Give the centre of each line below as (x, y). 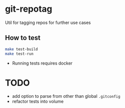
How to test (23, 38)
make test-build (21, 49)
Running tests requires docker (42, 63)
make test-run (19, 54)
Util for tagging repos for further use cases (48, 22)
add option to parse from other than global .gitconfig (66, 96)
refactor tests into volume (38, 102)
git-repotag (29, 9)
